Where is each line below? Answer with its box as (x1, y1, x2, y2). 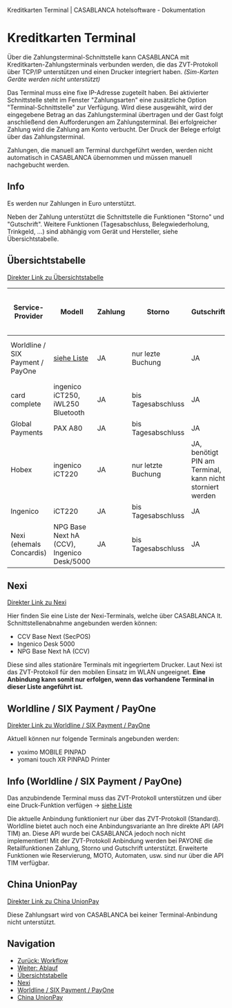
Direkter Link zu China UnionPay (7, 897, 99, 906)
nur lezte (131, 349, 161, 359)
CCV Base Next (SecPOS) (17, 633, 91, 641)
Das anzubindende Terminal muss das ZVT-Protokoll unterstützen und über (7, 794, 222, 802)
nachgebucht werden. (7, 161, 70, 169)
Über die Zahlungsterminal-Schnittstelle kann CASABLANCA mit (7, 53, 190, 61)
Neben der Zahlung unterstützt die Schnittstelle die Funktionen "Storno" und (7, 213, 224, 221)
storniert (191, 482, 220, 492)
